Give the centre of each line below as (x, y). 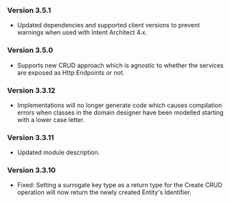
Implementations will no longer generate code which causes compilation (119, 105)
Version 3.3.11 (31, 137)
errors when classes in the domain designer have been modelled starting (120, 112)
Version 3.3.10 (32, 170)
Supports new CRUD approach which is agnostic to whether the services (120, 65)
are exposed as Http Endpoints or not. (71, 72)
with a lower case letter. (50, 119)
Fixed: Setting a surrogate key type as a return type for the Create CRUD (120, 185)
